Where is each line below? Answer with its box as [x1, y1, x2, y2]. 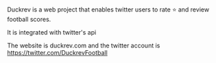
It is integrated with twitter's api [7, 28, 97, 36]
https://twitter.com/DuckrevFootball [7, 49, 108, 56]
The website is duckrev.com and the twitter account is [7, 41, 160, 49]
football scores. [7, 16, 51, 23]
